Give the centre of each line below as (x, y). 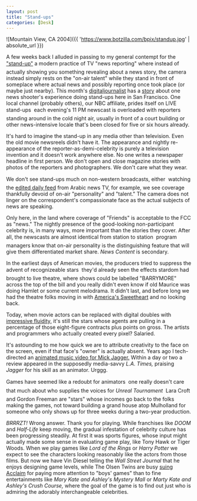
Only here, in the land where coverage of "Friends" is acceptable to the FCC (99, 218)
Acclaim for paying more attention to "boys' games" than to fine (83, 473)
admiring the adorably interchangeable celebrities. (67, 492)
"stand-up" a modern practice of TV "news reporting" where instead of (93, 64)
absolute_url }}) (25, 45)
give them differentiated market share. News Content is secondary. (88, 252)
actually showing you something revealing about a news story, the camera (96, 72)
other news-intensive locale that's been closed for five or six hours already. (98, 125)
